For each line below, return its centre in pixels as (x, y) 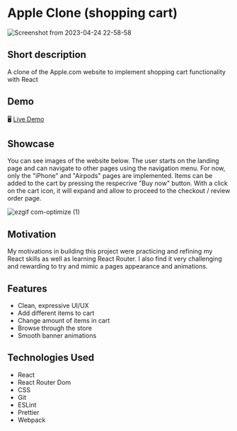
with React (23, 79)
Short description (47, 55)
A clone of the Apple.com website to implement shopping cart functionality (117, 71)
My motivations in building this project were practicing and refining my (110, 252)
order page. (24, 199)
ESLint (27, 405)
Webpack (31, 420)
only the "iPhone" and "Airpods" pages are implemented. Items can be (110, 176)
